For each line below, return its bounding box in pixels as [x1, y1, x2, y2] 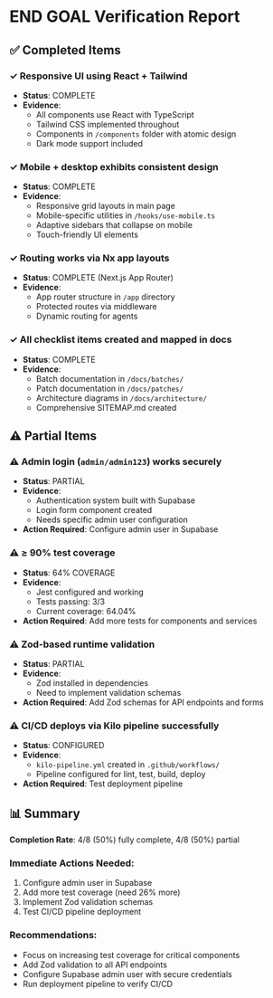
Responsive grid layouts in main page [35, 201, 176, 212]
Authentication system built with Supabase [35, 495, 196, 506]
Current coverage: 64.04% [35, 605, 136, 616]
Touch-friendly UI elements [35, 229, 138, 241]
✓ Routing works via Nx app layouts [9, 252, 170, 264]
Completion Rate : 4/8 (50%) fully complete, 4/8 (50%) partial [9, 834, 240, 845]
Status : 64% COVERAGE [22, 567, 116, 578]
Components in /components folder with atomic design [35, 128, 237, 139]
